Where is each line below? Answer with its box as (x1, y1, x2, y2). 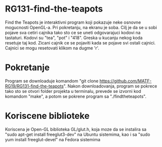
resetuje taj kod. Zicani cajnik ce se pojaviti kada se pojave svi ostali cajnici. (5, 40, 156, 45)
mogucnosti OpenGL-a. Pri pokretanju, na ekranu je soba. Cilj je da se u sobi (5, 24, 157, 30)
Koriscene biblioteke (5, 110, 90, 121)
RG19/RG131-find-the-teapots (5, 83, 64, 89)
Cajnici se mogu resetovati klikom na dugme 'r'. (5, 45, 100, 51)
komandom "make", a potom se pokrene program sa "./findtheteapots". (5, 93, 147, 99)
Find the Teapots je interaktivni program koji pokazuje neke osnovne (5, 19, 141, 25)
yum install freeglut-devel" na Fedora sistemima (5, 136, 101, 142)
